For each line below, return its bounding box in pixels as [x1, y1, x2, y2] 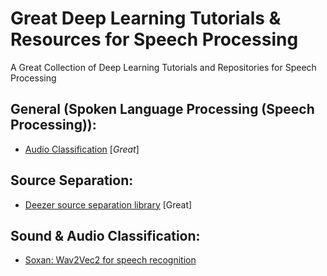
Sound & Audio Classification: [10, 227, 201, 244]
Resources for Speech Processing [10, 28, 299, 51]
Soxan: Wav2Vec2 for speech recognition [24, 254, 197, 266]
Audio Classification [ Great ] [24, 143, 140, 155]
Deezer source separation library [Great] [24, 198, 193, 211]
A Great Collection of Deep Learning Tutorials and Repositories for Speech [10, 61, 317, 73]
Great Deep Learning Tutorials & [10, 7, 282, 30]
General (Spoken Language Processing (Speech [10, 101, 315, 118]
